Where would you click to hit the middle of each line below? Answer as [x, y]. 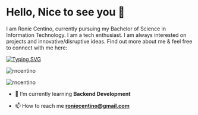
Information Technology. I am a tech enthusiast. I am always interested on [96, 35]
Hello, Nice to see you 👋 [66, 12]
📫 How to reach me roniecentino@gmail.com [72, 105]
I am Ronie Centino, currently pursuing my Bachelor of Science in [86, 29]
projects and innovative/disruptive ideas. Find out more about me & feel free [99, 41]
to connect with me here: [37, 48]
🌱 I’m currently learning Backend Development [73, 94]
